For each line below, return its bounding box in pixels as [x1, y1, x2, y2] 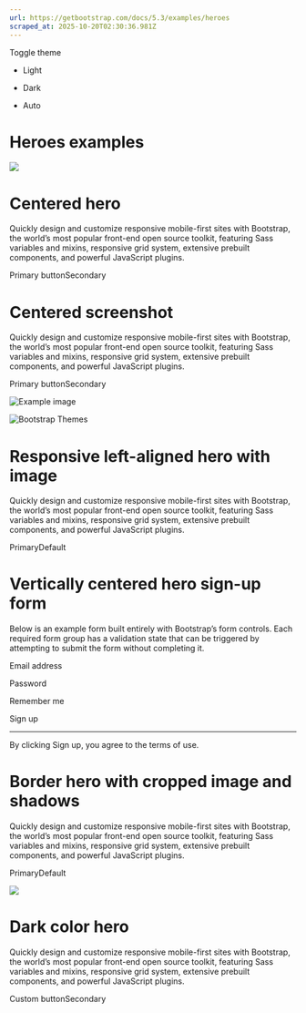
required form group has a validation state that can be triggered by [9, 633, 260, 644]
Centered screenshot [9, 302, 174, 322]
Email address [9, 660, 63, 671]
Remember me [9, 696, 66, 707]
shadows [9, 791, 80, 812]
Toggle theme [9, 46, 62, 57]
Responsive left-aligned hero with [9, 445, 271, 466]
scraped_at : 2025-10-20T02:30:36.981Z [9, 22, 157, 31]
